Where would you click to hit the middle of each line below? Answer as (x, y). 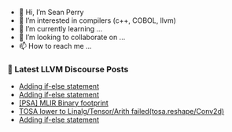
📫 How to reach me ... (55, 46)
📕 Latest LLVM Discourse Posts (68, 69)
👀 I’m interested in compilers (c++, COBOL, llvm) (97, 20)
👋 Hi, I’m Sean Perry (51, 12)
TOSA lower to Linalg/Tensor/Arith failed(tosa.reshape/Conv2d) (122, 112)
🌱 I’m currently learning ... (61, 29)
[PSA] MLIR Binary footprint (64, 103)
